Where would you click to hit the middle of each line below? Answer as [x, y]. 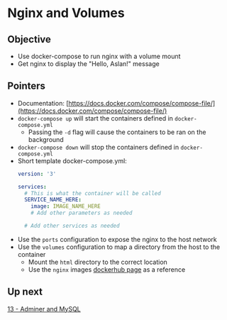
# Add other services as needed [72, 226]
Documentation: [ [43, 103]
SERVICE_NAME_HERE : [53, 200]
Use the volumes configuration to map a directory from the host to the [119, 247]
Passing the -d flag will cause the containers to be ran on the [117, 132]
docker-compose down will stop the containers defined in [98, 147]
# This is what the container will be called [93, 193]
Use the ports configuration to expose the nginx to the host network [117, 239]
